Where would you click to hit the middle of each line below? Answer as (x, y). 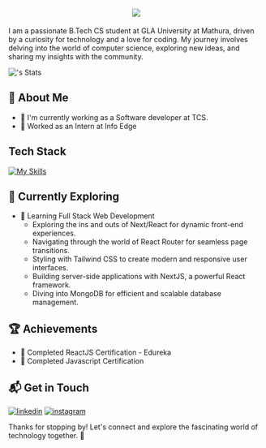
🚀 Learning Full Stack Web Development (87, 216)
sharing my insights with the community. (76, 56)
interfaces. (50, 268)
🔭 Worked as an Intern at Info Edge (78, 126)
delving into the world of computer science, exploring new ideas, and (124, 48)
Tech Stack (37, 151)
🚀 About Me (39, 98)
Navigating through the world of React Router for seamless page (140, 242)
